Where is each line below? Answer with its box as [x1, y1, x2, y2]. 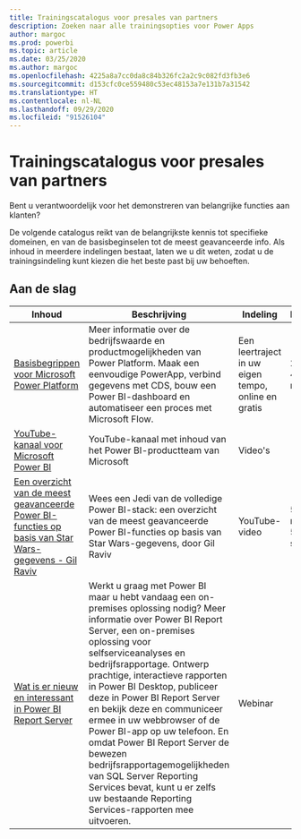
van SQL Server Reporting [88, 769, 199, 782]
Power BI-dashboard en [88, 390, 191, 403]
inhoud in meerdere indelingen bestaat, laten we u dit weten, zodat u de [9, 246, 274, 257]
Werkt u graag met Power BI [88, 579, 207, 592]
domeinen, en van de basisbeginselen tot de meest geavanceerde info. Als [9, 236, 285, 247]
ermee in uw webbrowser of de [88, 714, 220, 726]
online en [237, 390, 278, 403]
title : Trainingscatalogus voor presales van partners [9, 13, 219, 22]
